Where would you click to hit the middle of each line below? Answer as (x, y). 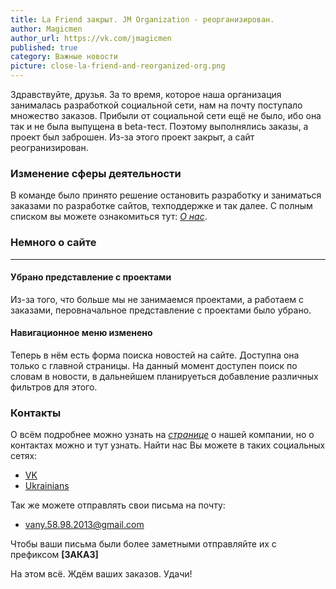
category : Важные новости (64, 57)
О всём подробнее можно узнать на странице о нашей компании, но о (162, 435)
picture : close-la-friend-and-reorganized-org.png (118, 66)
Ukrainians (47, 486)
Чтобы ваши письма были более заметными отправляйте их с (143, 544)
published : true (44, 47)
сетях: (24, 456)
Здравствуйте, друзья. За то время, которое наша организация (146, 94)
